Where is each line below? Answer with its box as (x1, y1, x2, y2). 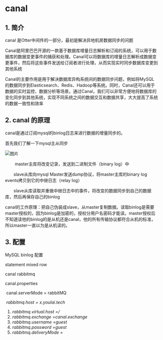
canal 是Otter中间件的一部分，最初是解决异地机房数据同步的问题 (5, 37, 133, 43)
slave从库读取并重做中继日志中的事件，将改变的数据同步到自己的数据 (14, 188, 152, 194)
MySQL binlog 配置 (5, 251, 43, 258)
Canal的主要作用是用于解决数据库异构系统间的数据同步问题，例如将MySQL (5, 76, 154, 82)
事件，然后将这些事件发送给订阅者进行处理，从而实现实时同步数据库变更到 (9, 60, 158, 66)
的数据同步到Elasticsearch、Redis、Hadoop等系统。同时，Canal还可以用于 (5, 82, 155, 88)
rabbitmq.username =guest (12, 319, 67, 325)
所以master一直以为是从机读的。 (5, 222, 70, 228)
